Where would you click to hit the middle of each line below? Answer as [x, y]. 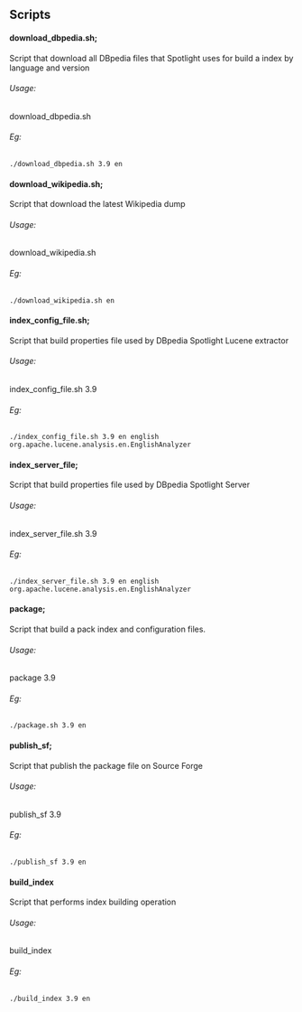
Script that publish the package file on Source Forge [106, 765]
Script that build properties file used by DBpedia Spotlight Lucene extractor [149, 340]
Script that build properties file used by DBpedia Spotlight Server [130, 485]
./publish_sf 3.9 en [48, 862]
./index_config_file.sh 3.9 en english [84, 437]
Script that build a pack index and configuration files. [107, 629]
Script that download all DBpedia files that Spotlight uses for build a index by [151, 58]
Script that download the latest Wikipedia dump [98, 204]
